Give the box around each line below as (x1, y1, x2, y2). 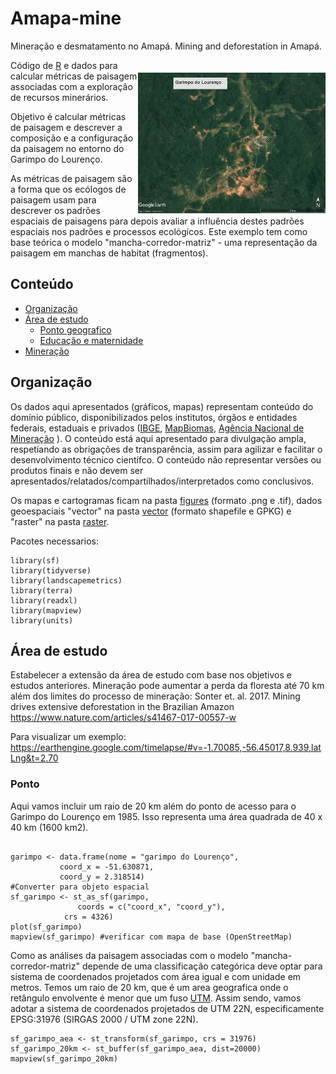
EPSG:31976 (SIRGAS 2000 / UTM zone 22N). (10, 1013, 199, 1025)
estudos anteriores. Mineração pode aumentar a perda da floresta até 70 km (10, 680, 325, 692)
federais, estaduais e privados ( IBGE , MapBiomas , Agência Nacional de (10, 422, 305, 434)
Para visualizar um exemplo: (10, 731, 127, 743)
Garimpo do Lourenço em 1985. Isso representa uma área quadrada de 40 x (10, 810, 323, 822)
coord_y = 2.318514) (59, 872, 145, 882)
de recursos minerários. (10, 91, 109, 103)
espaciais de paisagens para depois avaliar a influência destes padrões (10, 215, 305, 227)
